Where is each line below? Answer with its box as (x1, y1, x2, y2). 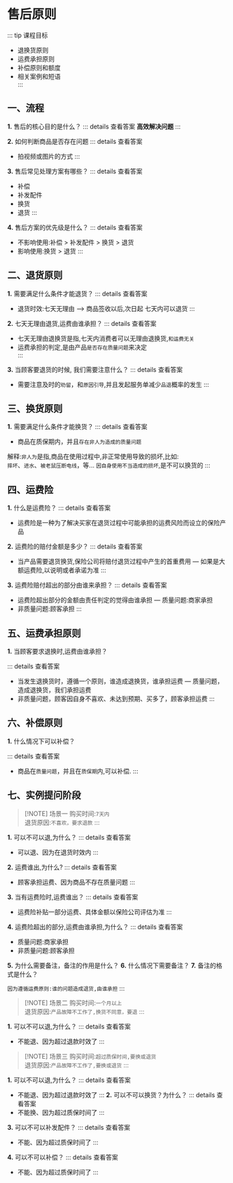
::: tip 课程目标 (7, 31, 48, 39)
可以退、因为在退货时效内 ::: (17, 847, 99, 857)
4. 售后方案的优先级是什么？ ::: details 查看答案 (7, 223, 143, 232)
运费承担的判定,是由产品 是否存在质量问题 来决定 (17, 343, 147, 351)
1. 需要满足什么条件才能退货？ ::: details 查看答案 (7, 289, 148, 298)
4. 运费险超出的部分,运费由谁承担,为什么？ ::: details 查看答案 (7, 923, 183, 931)
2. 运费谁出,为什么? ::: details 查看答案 (7, 863, 117, 871)
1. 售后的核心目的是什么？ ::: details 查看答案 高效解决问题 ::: (7, 122, 181, 131)
